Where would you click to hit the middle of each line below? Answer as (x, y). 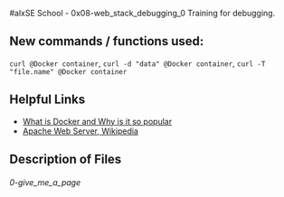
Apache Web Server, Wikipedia (80, 131)
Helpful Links (47, 100)
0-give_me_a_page (45, 182)
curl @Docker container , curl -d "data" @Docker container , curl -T (137, 63)
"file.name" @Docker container (68, 71)
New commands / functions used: (107, 41)
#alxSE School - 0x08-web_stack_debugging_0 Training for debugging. (142, 13)
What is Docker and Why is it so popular (97, 121)
